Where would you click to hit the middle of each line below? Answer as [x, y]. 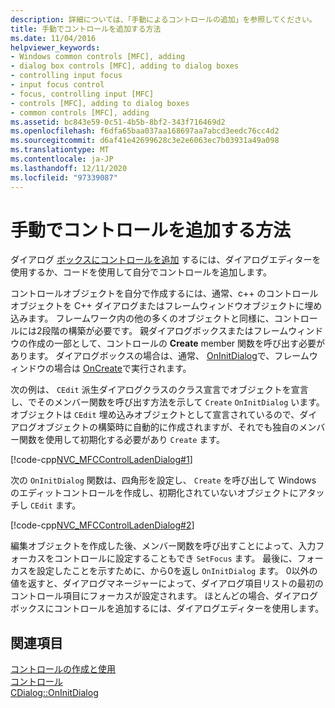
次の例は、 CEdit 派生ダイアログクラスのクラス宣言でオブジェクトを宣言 [159, 390]
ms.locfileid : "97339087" [64, 177]
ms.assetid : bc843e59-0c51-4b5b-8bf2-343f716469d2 [118, 122]
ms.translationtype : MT [60, 150]
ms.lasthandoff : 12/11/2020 [69, 168]
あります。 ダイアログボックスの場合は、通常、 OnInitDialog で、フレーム [160, 356]
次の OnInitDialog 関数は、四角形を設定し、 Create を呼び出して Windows [163, 480]
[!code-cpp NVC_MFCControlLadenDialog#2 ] [102, 525]
